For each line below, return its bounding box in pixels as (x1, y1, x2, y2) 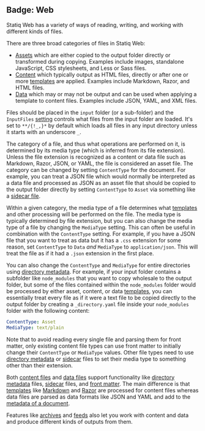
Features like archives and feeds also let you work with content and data (6, 411, 189, 419)
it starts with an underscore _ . (6, 128, 81, 135)
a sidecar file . (6, 192, 41, 200)
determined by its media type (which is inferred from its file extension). (6, 146, 185, 154)
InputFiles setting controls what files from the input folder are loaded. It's (6, 115, 193, 122)
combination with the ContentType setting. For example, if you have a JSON (6, 230, 195, 238)
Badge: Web (6, 5, 54, 15)
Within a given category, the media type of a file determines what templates (6, 204, 198, 211)
